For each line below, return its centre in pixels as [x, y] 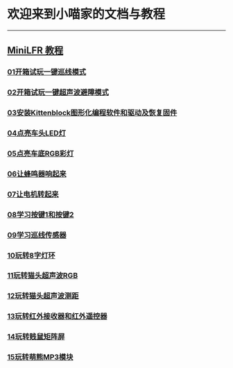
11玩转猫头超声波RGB [43, 276]
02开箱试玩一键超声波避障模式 [58, 92]
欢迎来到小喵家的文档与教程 [86, 14]
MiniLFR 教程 [35, 50]
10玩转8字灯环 [31, 256]
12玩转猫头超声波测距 [43, 296]
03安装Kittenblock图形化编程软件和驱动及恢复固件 [92, 113]
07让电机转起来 [33, 194]
